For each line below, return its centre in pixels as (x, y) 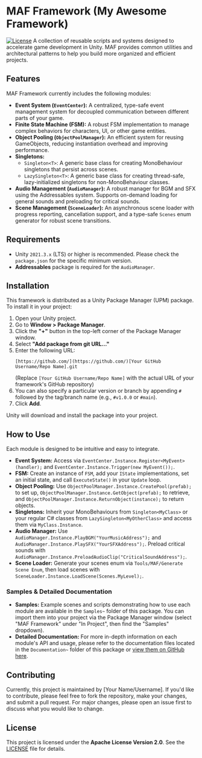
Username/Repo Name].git (46, 367)
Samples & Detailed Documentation (59, 591)
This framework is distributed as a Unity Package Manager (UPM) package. (100, 301)
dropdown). (29, 630)
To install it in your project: (39, 307)
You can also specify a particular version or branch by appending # (98, 391)
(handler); (29, 468)
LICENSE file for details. (36, 749)
